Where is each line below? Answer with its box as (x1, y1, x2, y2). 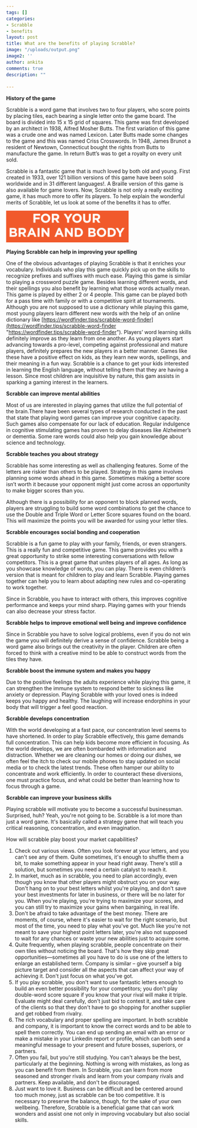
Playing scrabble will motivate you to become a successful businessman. (6, 806, 183, 813)
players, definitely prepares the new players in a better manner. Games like (6, 348, 188, 355)
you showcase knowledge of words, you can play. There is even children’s (6, 565, 186, 572)
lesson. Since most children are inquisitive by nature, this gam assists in (6, 372, 181, 380)
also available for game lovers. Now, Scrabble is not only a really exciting (6, 186, 182, 194)
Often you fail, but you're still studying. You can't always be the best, (14, 1054, 181, 1061)
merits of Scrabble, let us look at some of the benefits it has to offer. (6, 199, 171, 206)
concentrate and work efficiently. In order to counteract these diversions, (6, 770, 183, 777)
